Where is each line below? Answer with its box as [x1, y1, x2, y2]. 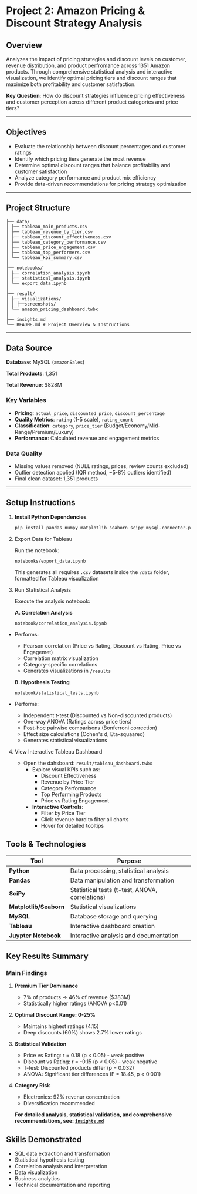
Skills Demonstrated [6, 1135, 82, 1145]
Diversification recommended [23, 1100, 95, 1107]
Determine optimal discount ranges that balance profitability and [14, 161, 171, 168]
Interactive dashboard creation [70, 921, 155, 930]
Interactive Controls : [32, 803, 84, 810]
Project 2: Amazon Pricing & [6, 4, 145, 18]
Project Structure [6, 203, 70, 213]
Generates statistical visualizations [23, 737, 107, 744]
